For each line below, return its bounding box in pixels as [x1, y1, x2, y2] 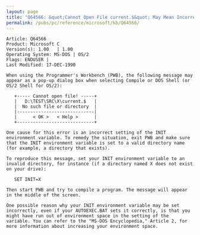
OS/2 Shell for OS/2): [6, 83, 62, 89]
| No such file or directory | [14, 104, 97, 110]
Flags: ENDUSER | [6, 57, 49, 63]
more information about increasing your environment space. [6, 224, 159, 230]
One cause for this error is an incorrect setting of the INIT [6, 130, 167, 136]
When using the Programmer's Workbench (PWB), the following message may [6, 73, 193, 79]
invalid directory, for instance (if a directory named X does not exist [6, 161, 193, 167]
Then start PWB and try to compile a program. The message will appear [6, 187, 187, 193]
